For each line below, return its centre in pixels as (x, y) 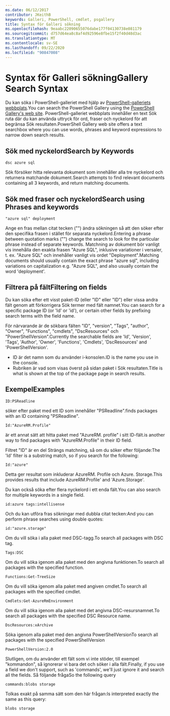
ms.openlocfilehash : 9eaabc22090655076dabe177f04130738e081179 (74, 29)
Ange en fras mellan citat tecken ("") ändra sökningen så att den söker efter (84, 228)
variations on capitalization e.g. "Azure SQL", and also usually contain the (82, 266)
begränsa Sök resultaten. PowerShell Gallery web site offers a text (74, 124)
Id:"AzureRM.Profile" (28, 425)
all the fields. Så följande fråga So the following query (61, 675)
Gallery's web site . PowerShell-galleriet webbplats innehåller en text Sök (81, 113)
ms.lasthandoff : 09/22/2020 (35, 48)
